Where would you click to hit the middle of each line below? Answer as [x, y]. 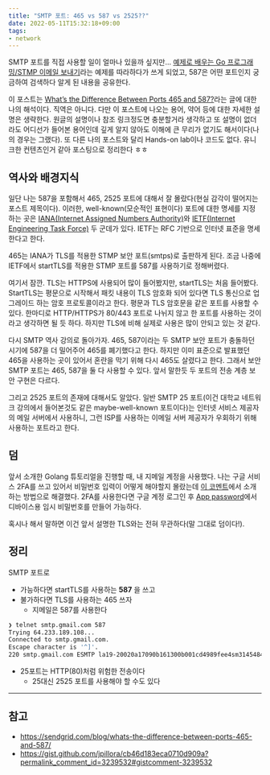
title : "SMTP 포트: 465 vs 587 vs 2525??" [79, 16]
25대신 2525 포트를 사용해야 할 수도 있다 [96, 682]
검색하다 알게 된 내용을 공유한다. [80, 82]
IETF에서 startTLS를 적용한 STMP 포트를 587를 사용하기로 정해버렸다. [119, 266]
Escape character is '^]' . [53, 647]
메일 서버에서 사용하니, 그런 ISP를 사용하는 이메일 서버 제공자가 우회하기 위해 [137, 418]
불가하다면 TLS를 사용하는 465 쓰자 [76, 600]
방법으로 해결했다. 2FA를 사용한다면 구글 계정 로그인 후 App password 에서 [140, 497]
